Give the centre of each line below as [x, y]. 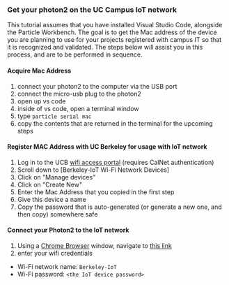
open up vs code [41, 101]
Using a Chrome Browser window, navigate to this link [94, 245]
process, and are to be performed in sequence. [75, 54]
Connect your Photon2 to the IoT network [68, 230]
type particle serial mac [54, 116]
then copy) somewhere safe [57, 214]
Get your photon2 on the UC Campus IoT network [92, 10]
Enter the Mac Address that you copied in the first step [96, 192]
